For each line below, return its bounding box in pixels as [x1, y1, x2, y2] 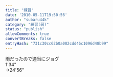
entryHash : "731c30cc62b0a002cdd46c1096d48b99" [5, 41, 109, 46]
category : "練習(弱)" [5, 22, 49, 27]
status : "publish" [5, 27, 44, 32]
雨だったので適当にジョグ [5, 55, 59, 62]
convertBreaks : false [5, 36, 52, 42]
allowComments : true [5, 31, 50, 36]
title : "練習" [5, 7, 34, 13]
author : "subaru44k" [5, 17, 50, 22]
